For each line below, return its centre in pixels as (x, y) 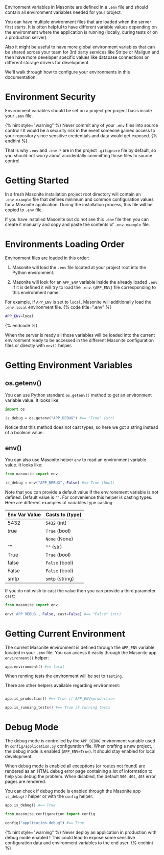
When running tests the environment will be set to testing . (64, 676)
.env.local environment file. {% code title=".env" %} (58, 307)
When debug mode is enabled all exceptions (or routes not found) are (75, 766)
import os (15, 409)
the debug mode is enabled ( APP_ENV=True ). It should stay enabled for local (80, 751)
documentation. (21, 77)
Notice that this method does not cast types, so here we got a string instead (82, 427)
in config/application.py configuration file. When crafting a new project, (79, 746)
